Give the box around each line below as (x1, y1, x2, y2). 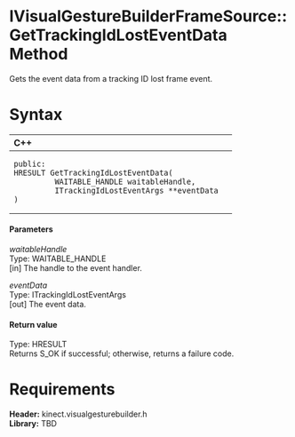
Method (9, 44, 68, 64)
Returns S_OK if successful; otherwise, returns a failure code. (9, 348, 235, 359)
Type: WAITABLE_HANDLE (9, 253, 107, 264)
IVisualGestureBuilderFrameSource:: (9, 6, 287, 27)
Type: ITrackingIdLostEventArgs (9, 290, 127, 300)
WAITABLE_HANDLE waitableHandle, (54, 176, 196, 187)
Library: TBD (9, 418, 58, 429)
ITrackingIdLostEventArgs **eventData (54, 185, 219, 195)
